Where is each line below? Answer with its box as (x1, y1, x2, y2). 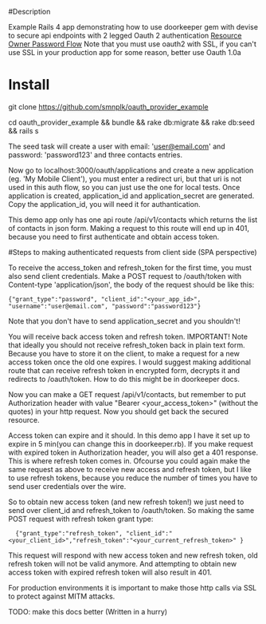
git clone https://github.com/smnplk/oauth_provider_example (8, 101, 209, 111)
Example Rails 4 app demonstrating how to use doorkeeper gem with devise (8, 22, 259, 31)
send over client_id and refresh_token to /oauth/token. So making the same (8, 505, 255, 515)
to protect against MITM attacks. (8, 591, 115, 601)
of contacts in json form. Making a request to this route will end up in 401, (8, 223, 249, 233)
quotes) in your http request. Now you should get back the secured (8, 407, 229, 416)
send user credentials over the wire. (8, 481, 127, 491)
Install (8, 76, 50, 94)
